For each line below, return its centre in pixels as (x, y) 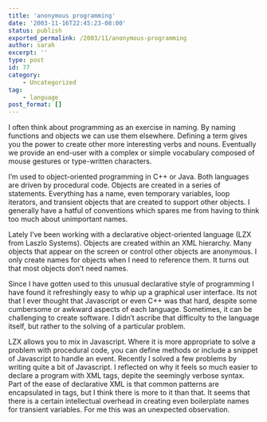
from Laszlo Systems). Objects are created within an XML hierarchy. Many (130, 243)
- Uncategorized (50, 82)
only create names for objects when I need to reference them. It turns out (129, 260)
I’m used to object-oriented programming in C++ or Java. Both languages (129, 177)
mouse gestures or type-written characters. (80, 161)
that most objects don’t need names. (69, 269)
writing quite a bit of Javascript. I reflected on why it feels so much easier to (133, 367)
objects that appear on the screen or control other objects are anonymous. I (133, 251)
